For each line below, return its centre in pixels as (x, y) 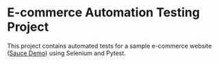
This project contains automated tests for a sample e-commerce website (109, 46)
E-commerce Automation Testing (104, 13)
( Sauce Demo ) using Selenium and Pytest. (67, 53)
